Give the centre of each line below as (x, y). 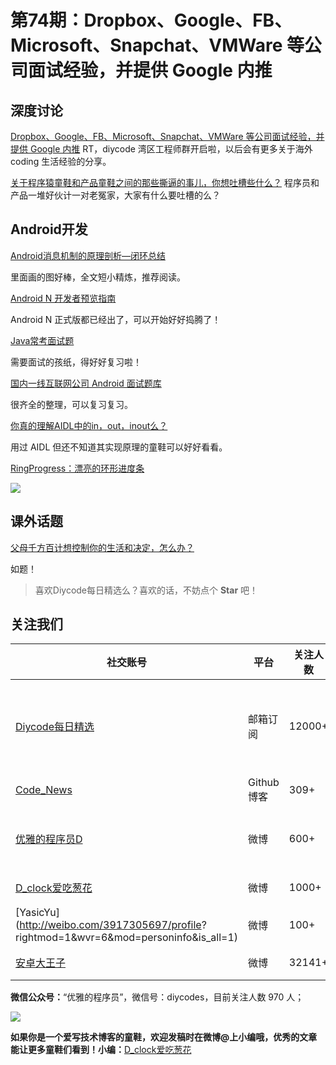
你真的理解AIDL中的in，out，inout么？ (89, 425)
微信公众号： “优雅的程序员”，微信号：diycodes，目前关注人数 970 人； (157, 997)
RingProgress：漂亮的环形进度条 (77, 468)
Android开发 (49, 229)
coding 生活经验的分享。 (61, 161)
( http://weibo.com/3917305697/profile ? (111, 925)
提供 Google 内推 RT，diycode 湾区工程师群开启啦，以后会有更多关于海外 (161, 149)
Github (264, 783)
